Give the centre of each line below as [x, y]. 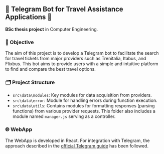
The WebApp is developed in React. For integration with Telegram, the [77, 140]
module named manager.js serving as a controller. [64, 116]
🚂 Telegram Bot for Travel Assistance [64, 9]
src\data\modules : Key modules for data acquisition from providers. [82, 95]
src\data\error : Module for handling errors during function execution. [85, 100]
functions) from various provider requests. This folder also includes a [84, 111]
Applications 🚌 [29, 17]
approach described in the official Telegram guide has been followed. [77, 145]
